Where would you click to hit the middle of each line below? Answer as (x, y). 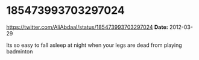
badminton (20, 51)
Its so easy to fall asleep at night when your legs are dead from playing (94, 45)
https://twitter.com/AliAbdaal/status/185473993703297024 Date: (87, 27)
